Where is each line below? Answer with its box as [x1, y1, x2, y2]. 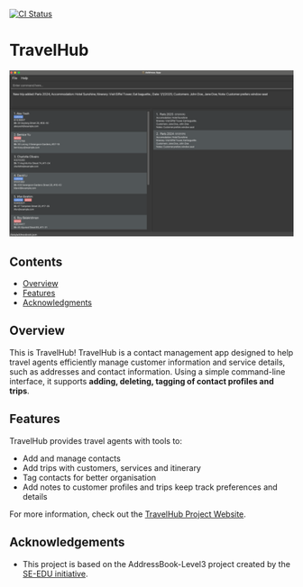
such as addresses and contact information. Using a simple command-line [9, 366, 286, 377]
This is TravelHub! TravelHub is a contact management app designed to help [9, 347, 294, 357]
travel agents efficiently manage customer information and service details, [9, 357, 286, 367]
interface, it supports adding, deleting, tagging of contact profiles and [9, 375, 275, 386]
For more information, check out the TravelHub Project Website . [9, 509, 246, 519]
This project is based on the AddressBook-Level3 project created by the [22, 558, 291, 569]
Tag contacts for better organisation [22, 472, 157, 483]
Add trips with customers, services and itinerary [22, 462, 201, 473]
